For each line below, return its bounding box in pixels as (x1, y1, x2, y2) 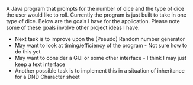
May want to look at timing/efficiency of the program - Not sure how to (14, 42, 188, 49)
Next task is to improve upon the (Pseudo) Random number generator (14, 36, 185, 42)
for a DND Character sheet (14, 74, 80, 80)
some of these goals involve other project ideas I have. (6, 24, 140, 31)
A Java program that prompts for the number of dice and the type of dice (6, 5, 185, 12)
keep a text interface (14, 61, 66, 68)
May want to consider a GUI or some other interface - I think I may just (14, 55, 186, 61)
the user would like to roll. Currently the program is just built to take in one (6, 11, 187, 18)
